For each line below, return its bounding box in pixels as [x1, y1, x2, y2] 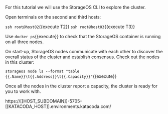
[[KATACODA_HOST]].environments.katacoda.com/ [5, 103, 111, 109]
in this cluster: [5, 59, 35, 65]
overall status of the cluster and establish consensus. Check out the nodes [5, 54, 159, 60]
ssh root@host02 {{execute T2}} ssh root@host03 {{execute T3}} [5, 24, 135, 30]
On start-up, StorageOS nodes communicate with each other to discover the [5, 49, 163, 54]
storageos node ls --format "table [5, 69, 80, 74]
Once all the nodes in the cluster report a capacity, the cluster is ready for [5, 83, 158, 89]
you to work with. [5, 88, 41, 94]
